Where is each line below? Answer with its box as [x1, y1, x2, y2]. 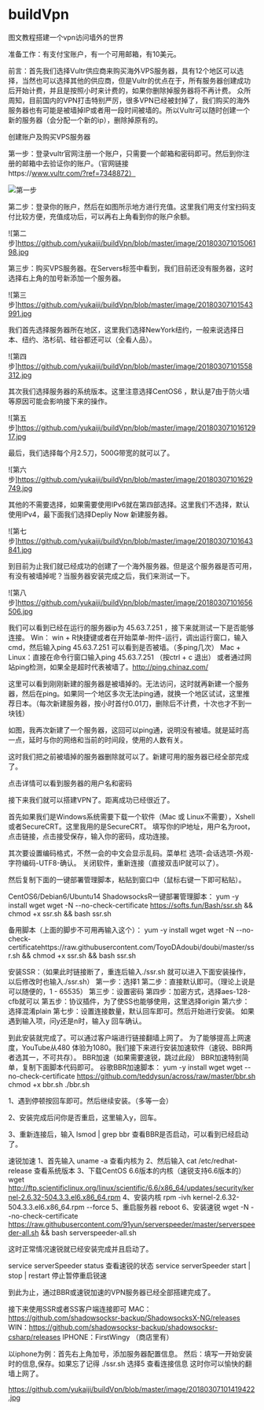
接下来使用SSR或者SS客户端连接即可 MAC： [8, 1304, 152, 1313]
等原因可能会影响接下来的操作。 [8, 396, 112, 406]
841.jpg [8, 545, 32, 555]
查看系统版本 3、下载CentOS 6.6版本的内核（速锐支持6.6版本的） [34, 1166, 246, 1175]
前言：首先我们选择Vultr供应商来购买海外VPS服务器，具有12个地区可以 [8, 65, 237, 76]
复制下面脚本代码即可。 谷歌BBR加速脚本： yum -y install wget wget [21, 1062, 244, 1072]
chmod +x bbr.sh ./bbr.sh [8, 1079, 90, 1089]
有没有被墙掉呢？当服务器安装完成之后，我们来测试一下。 [8, 571, 194, 581]
